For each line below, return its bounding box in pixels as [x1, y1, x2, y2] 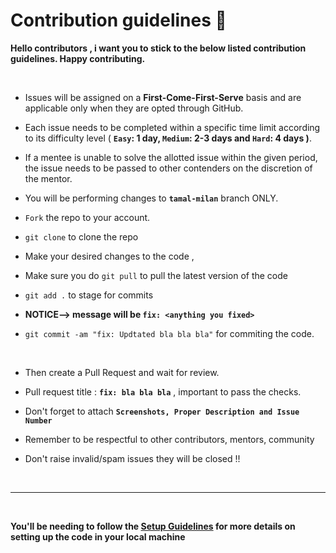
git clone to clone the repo [24, 230, 139, 243]
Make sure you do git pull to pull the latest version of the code [24, 269, 288, 281]
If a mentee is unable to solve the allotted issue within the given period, [24, 151, 318, 163]
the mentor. [24, 172, 73, 184]
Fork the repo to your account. [24, 211, 151, 223]
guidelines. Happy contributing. [10, 52, 146, 64]
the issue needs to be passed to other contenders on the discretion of [24, 162, 313, 174]
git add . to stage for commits [24, 289, 154, 301]
